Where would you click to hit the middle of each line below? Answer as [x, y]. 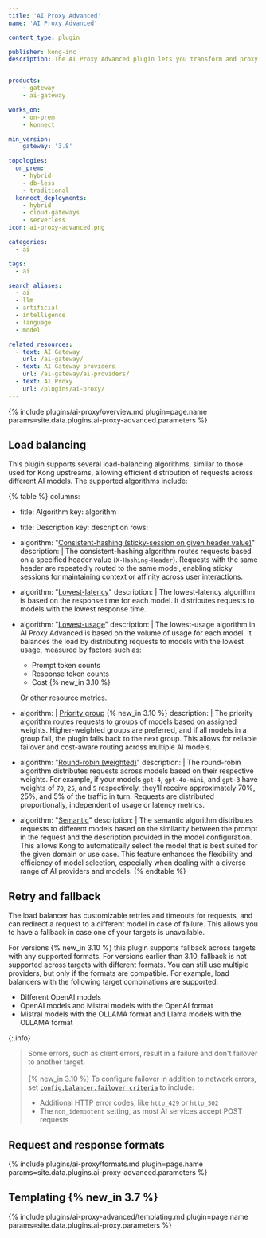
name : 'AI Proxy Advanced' [53, 23]
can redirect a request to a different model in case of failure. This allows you [133, 924]
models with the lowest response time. [83, 609]
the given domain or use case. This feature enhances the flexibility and [136, 855]
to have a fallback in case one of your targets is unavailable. [107, 933]
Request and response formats [86, 1145]
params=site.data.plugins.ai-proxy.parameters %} [90, 1225]
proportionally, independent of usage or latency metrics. [112, 805]
